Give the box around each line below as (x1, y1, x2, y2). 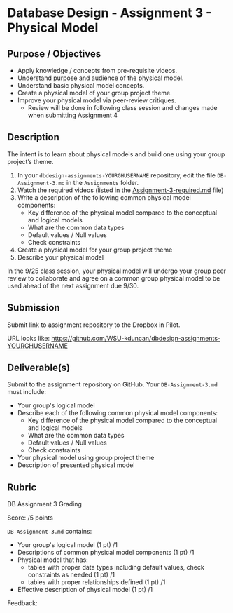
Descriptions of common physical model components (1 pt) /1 (17, 548, 195, 557)
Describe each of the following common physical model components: (17, 409, 218, 417)
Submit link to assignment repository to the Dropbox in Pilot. (7, 321, 181, 329)
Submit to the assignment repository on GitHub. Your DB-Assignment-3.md (7, 380, 218, 389)
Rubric (7, 481, 37, 493)
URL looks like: (7, 334, 50, 342)
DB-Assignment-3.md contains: (7, 527, 92, 536)
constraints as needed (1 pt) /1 (27, 570, 115, 579)
